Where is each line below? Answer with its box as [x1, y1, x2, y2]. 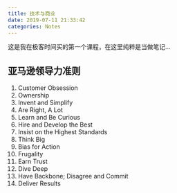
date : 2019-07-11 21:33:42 [8, 17, 86, 24]
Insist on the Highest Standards [17, 128, 108, 136]
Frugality [17, 150, 44, 158]
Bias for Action [17, 143, 61, 151]
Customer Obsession [17, 84, 78, 92]
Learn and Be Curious [17, 113, 80, 122]
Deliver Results [17, 179, 61, 187]
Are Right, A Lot [17, 106, 63, 114]
